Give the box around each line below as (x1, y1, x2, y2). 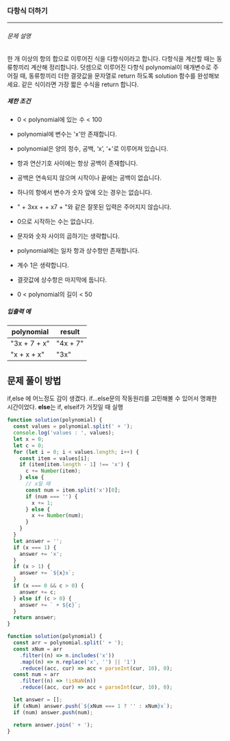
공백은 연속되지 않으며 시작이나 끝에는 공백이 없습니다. (16, 173, 162, 182)
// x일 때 (25, 481, 51, 487)
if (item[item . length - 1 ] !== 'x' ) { (19, 461, 130, 468)
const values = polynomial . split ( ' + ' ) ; (13, 423, 133, 430)
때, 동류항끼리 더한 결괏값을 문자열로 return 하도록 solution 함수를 (19, 71, 196, 80)
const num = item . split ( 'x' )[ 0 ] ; (25, 487, 121, 494)
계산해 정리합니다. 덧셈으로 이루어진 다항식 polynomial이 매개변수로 (30, 63, 212, 71)
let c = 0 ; (13, 442, 44, 449)
